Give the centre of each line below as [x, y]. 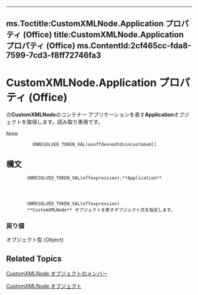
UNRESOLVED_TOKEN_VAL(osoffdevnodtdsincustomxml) [95, 145]
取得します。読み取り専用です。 [65, 122]
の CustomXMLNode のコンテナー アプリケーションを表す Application [90, 115]
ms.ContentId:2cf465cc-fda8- [134, 46]
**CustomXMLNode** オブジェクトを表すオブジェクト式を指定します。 [101, 210]
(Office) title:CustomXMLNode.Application [103, 35]
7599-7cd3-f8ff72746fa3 [54, 56]
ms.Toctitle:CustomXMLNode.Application [85, 24]
